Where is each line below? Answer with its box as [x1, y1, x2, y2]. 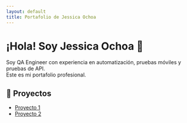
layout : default [6, 8, 46, 15]
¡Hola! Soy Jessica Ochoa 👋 [6, 39, 143, 53]
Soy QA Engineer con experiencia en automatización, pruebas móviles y [6, 59, 182, 66]
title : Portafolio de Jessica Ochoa [6, 14, 96, 20]
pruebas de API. [6, 65, 45, 72]
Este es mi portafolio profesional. [6, 71, 87, 78]
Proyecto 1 [14, 104, 41, 111]
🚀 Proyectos [6, 88, 52, 98]
